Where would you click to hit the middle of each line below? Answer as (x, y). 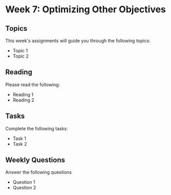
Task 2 (20, 144)
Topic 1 (20, 51)
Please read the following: (33, 84)
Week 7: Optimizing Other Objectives (86, 9)
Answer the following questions (39, 172)
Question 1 (24, 182)
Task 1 (19, 138)
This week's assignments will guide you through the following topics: (78, 41)
